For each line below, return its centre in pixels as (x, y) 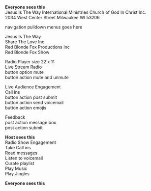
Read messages (21, 153)
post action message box (31, 123)
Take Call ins (18, 148)
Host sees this (20, 137)
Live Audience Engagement (33, 87)
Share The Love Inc (25, 42)
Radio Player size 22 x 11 (30, 62)
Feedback (15, 117)
